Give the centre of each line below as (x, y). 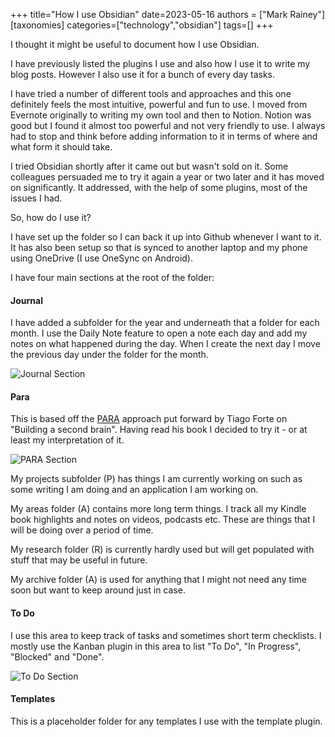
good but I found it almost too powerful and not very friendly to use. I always (168, 125)
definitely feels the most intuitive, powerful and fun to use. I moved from (159, 104)
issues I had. (36, 198)
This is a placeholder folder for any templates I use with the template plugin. (166, 721)
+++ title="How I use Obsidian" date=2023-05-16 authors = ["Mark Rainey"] (168, 14)
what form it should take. (61, 147)
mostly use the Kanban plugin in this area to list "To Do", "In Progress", (156, 646)
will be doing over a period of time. (82, 530)
